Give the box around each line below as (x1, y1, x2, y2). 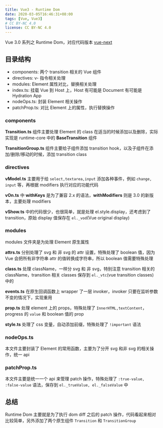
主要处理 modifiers (13, 198, 51, 204)
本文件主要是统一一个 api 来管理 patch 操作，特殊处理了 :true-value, (5, 376, 145, 382)
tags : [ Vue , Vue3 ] (5, 16, 42, 21)
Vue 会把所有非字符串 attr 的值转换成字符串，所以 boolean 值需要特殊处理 (5, 255, 154, 261)
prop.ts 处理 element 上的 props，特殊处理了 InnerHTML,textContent (5, 305, 143, 311)
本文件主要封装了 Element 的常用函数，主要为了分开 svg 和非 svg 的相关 (5, 345, 150, 352)
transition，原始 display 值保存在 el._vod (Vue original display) (5, 214, 130, 220)
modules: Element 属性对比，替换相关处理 (12, 81, 97, 87)
